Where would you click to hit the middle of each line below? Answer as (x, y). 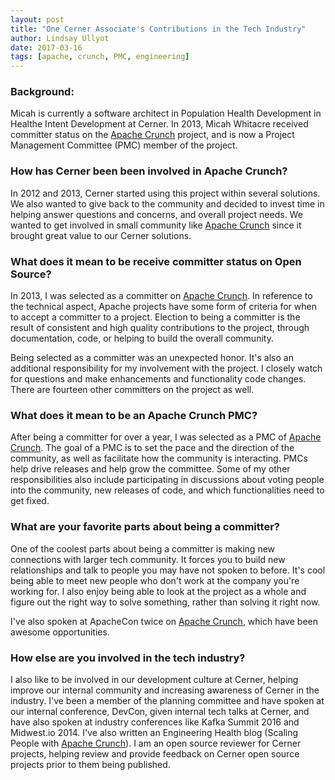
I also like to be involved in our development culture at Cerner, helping (154, 679)
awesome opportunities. (60, 632)
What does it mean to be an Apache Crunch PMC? (134, 415)
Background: (42, 92)
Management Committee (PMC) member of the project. (124, 145)
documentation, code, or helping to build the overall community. (142, 338)
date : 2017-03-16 (46, 47)
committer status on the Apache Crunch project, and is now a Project (152, 135)
